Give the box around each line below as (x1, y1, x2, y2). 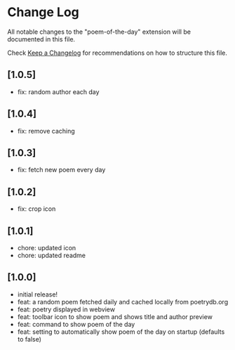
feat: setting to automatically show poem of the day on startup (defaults (17, 328, 225, 336)
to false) (17, 335, 42, 343)
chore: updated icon (17, 244, 76, 252)
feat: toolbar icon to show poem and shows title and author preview (17, 312, 213, 320)
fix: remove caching (17, 127, 75, 135)
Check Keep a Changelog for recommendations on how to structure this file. (7, 48, 228, 57)
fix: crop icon (17, 205, 56, 213)
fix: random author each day (17, 87, 100, 96)
